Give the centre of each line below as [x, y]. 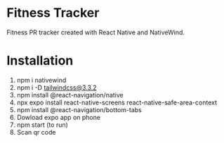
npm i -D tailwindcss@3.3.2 [57, 87]
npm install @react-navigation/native [70, 95]
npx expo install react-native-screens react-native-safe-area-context [117, 102]
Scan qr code [36, 132]
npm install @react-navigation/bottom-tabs [79, 109]
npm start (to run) [42, 125]
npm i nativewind [41, 80]
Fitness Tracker [53, 13]
